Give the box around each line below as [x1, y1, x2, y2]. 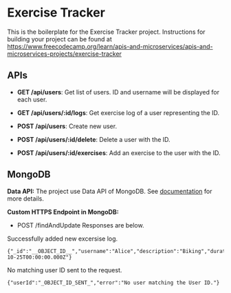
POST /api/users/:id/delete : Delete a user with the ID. [16, 135, 170, 143]
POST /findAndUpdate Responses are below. [16, 221, 144, 229]
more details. [7, 194, 45, 203]
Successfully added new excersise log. [7, 234, 118, 243]
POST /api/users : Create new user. [16, 122, 118, 130]
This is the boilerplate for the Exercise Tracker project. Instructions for [7, 28, 206, 36]
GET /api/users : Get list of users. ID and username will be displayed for [16, 88, 220, 96]
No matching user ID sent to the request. [7, 265, 122, 274]
